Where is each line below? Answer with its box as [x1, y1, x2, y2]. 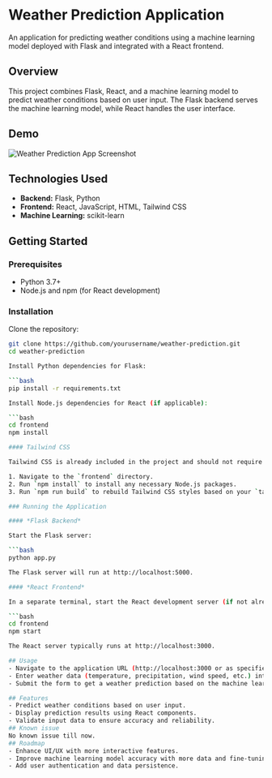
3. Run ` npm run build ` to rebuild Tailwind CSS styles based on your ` [8, 488, 259, 496]
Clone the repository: [8, 325, 79, 334]
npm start [8, 627, 42, 636]
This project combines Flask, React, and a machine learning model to [8, 86, 239, 96]
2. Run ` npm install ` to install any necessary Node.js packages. [8, 480, 237, 488]
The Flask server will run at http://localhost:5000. [8, 568, 194, 577]
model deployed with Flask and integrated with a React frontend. [8, 41, 224, 50]
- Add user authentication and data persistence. [8, 762, 180, 770]
